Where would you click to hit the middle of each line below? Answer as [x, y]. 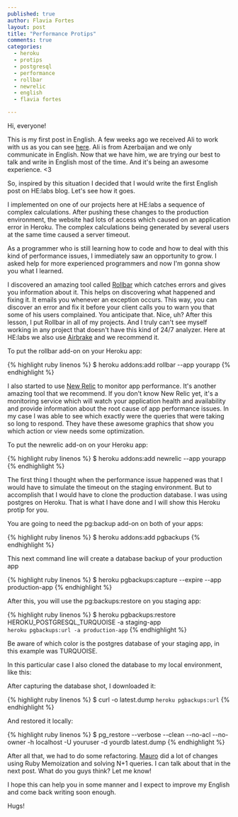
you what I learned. [35, 271]
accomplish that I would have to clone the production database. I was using [118, 495]
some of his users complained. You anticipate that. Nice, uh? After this [110, 315]
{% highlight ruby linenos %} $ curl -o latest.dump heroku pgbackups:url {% [119, 699]
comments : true [30, 40]
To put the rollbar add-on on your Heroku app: [75, 351]
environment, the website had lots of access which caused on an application [119, 219]
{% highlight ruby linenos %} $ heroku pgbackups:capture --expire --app [114, 580]
